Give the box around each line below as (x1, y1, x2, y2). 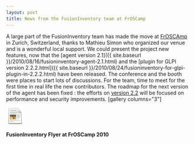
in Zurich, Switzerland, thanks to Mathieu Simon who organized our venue (6, 39, 185, 46)
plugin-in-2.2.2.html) (6, 70, 56, 77)
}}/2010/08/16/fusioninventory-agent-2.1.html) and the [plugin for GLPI (6, 58, 176, 65)
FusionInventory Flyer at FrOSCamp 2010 (6, 130, 109, 138)
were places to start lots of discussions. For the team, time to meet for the (6, 77, 185, 84)
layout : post (6, 9, 38, 15)
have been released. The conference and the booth (57, 70, 182, 77)
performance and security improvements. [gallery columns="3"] (6, 95, 162, 103)
